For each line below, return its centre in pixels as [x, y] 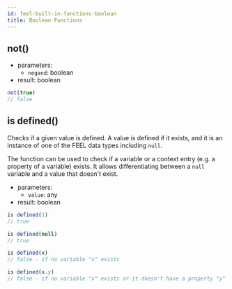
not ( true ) [22, 93]
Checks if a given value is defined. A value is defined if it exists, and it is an [115, 138]
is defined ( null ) [32, 234]
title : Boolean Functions [45, 20]
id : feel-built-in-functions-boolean [62, 14]
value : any [42, 194]
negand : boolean [51, 73]
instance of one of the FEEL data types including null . [85, 145]
